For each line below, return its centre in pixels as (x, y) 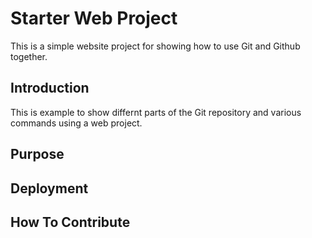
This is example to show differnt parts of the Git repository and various (156, 112)
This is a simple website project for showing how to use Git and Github (155, 46)
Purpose (37, 154)
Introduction (50, 88)
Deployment (49, 188)
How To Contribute (70, 222)
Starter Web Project (94, 18)
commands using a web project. (76, 123)
